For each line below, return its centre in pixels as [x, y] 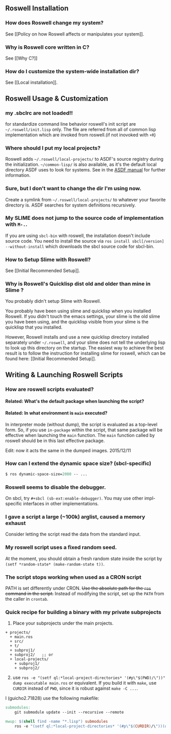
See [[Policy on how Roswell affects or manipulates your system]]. [75, 34]
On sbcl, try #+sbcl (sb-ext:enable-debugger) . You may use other [74, 498]
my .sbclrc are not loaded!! [39, 113]
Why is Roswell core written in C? [47, 47]
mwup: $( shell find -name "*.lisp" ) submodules [57, 721]
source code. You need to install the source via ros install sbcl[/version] [85, 241]
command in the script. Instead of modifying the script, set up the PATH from [85, 593]
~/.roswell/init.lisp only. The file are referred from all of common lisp [81, 129]
